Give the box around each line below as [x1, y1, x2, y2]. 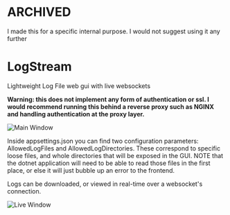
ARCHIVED [7, 4, 71, 20]
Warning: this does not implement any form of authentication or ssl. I [7, 95, 209, 103]
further [7, 34, 28, 42]
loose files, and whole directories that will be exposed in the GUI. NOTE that [7, 151, 224, 160]
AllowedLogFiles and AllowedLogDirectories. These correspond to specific [7, 144, 220, 153]
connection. [7, 187, 42, 195]
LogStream [7, 59, 72, 75]
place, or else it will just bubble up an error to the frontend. [7, 166, 175, 174]
